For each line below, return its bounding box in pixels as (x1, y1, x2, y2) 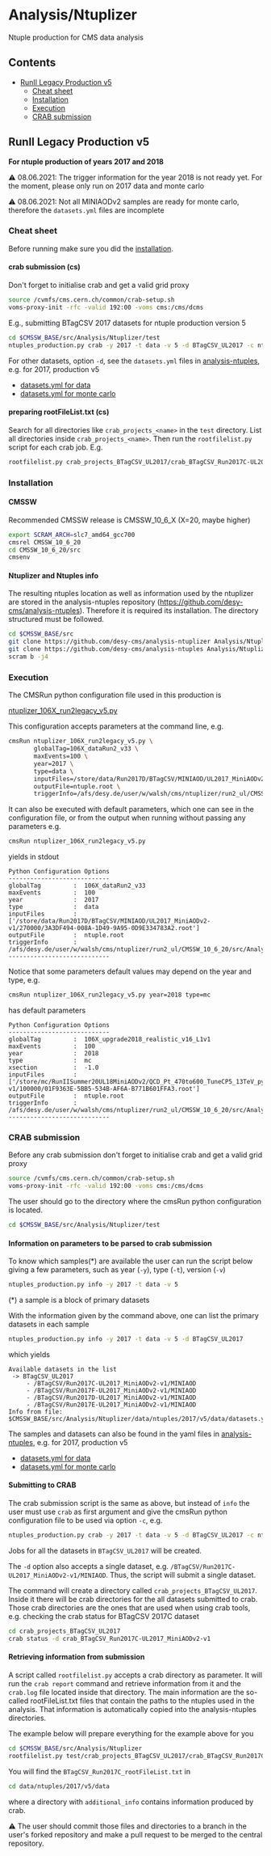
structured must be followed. (8, 615, 105, 624)
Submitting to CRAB (8, 1480, 77, 1490)
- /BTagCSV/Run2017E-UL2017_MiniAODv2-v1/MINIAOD (26, 1401, 197, 1409)
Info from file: (8, 1407, 63, 1416)
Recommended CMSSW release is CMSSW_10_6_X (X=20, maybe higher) (8, 515, 251, 525)
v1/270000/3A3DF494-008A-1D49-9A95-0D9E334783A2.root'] (8, 924, 200, 932)
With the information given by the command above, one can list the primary (8, 1311, 260, 1321)
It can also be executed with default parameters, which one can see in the (8, 805, 254, 814)
